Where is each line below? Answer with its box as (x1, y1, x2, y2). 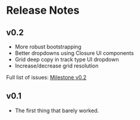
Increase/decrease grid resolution (14, 62, 99, 69)
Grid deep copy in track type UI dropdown (14, 56, 119, 63)
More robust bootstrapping (14, 43, 82, 50)
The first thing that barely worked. (14, 107, 99, 114)
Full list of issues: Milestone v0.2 (6, 74, 87, 81)
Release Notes (6, 4, 80, 17)
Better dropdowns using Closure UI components (14, 50, 134, 57)
